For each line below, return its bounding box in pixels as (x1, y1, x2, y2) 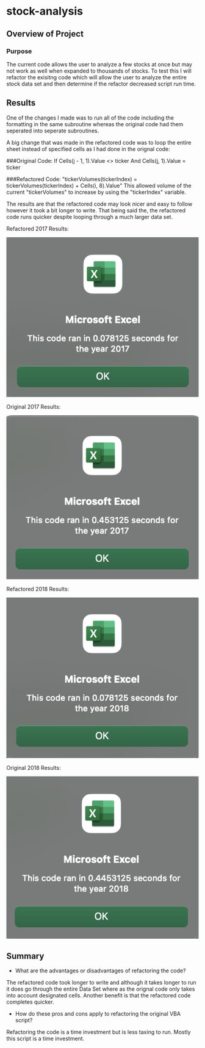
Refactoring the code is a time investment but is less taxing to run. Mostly (6, 1028, 191, 1036)
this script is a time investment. (6, 1035, 85, 1043)
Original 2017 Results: (6, 403, 61, 410)
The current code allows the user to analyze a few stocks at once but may (6, 60, 192, 68)
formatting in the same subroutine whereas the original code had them (6, 120, 184, 127)
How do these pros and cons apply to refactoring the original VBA (15, 1010, 181, 1017)
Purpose (6, 47, 32, 56)
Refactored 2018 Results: (6, 585, 70, 592)
